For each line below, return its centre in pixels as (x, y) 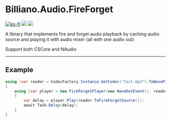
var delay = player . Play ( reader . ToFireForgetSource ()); (84, 101)
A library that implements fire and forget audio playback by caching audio (82, 34)
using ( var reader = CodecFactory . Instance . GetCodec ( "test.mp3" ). (77, 82)
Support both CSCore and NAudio (41, 49)
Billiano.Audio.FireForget (59, 9)
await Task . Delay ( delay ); (51, 105)
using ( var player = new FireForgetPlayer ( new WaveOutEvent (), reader (91, 91)
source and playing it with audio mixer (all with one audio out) (70, 39)
